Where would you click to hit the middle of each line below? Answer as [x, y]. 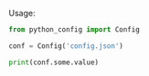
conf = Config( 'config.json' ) [66, 46]
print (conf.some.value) [54, 62]
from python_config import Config [74, 30]
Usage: [22, 13]
